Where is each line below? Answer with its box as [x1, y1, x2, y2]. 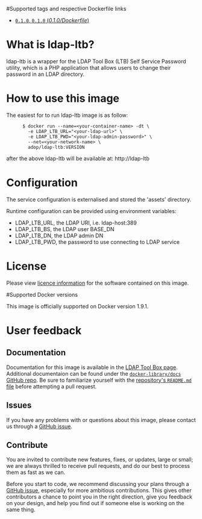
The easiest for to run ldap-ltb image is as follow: [6, 111, 128, 119]
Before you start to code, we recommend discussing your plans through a [6, 480, 189, 488]
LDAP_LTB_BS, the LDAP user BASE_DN [14, 225, 115, 232]
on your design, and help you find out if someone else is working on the [6, 500, 185, 507]
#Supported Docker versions [6, 291, 78, 298]
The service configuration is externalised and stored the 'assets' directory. [6, 196, 192, 203]
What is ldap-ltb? [6, 38, 95, 52]
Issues [6, 400, 32, 411]
